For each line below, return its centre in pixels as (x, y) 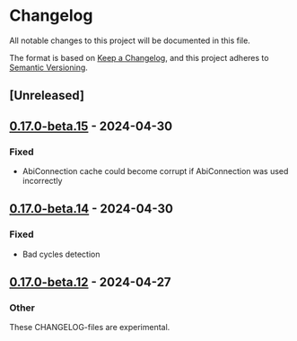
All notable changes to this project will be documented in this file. (130, 40)
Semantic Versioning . (48, 67)
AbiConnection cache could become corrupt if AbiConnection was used (155, 171)
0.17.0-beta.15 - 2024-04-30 (91, 126)
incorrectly (42, 181)
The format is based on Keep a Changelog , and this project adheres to (139, 57)
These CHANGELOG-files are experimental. (90, 328)
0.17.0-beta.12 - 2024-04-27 (91, 282)
